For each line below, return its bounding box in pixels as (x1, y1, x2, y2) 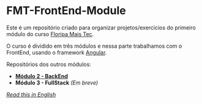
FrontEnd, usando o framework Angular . (6, 48, 107, 56)
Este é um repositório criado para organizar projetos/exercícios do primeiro (6, 24, 196, 31)
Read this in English (6, 91, 56, 98)
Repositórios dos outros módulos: (6, 61, 92, 68)
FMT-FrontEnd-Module (6, 4, 127, 18)
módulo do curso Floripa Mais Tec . (6, 30, 94, 37)
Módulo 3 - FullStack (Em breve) (15, 79, 99, 86)
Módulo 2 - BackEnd (15, 72, 69, 80)
